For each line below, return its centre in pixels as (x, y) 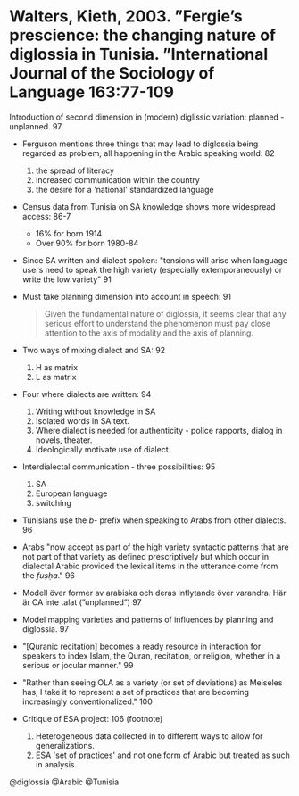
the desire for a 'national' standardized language (125, 189)
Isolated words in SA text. (83, 420)
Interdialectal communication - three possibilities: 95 (119, 467)
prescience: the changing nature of (143, 35)
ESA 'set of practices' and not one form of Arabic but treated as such (162, 755)
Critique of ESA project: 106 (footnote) (92, 718)
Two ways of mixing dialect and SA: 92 (94, 350)
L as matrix (56, 377)
